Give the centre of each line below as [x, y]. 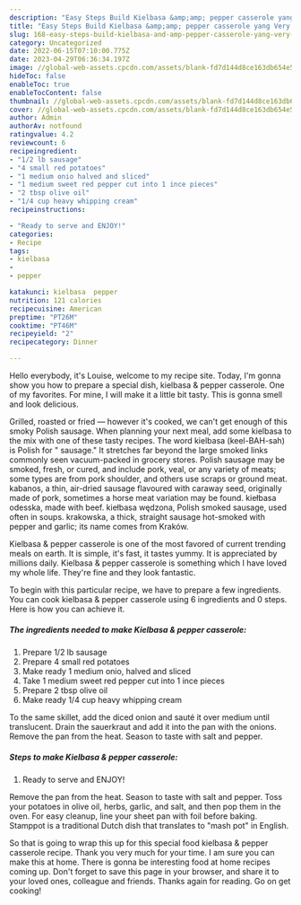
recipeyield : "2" [42, 334]
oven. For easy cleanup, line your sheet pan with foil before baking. [133, 816]
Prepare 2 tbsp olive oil [65, 690]
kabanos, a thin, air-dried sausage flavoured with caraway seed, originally [146, 488]
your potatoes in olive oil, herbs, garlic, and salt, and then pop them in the [145, 806]
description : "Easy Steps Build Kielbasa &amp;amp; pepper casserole [142, 18]
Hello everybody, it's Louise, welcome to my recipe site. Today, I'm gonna [145, 375]
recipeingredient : [43, 151]
